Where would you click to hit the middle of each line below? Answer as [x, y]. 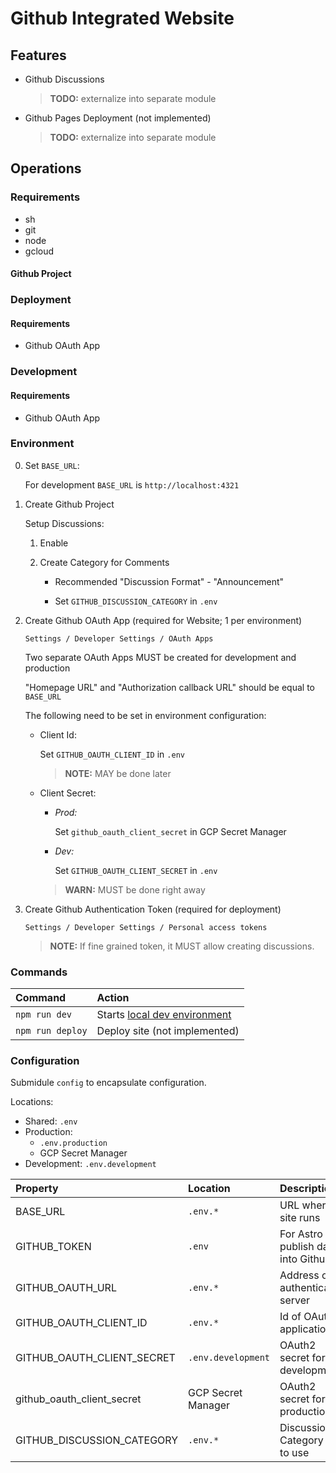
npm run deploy [51, 1031]
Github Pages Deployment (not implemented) [118, 118]
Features [38, 55]
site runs [300, 1218]
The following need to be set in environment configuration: [145, 715]
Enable [54, 543]
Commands [39, 972]
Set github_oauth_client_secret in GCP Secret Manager [170, 831]
